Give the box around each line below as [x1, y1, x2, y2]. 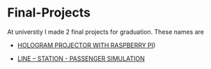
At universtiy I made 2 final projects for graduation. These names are [7, 28, 204, 36]
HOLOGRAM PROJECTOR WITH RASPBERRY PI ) [17, 41, 156, 49]
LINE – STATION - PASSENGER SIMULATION [17, 54, 145, 63]
